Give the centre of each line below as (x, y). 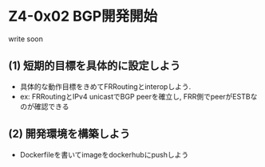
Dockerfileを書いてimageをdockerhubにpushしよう (104, 154)
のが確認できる (44, 106)
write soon (26, 39)
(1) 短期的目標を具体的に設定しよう (95, 66)
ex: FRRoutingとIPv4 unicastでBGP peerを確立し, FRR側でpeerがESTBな (138, 96)
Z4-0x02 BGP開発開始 (83, 16)
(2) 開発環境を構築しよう (69, 134)
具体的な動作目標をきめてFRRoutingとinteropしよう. (105, 86)
